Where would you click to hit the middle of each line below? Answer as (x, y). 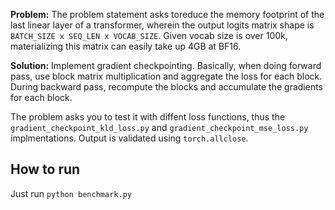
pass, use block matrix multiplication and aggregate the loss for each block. (166, 76)
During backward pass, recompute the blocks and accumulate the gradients (167, 87)
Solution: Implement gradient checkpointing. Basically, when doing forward (166, 65)
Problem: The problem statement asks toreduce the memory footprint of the (167, 14)
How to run (45, 169)
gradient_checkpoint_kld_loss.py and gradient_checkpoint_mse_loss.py (159, 127)
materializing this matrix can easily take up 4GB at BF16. (126, 46)
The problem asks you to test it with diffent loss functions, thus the (148, 117)
